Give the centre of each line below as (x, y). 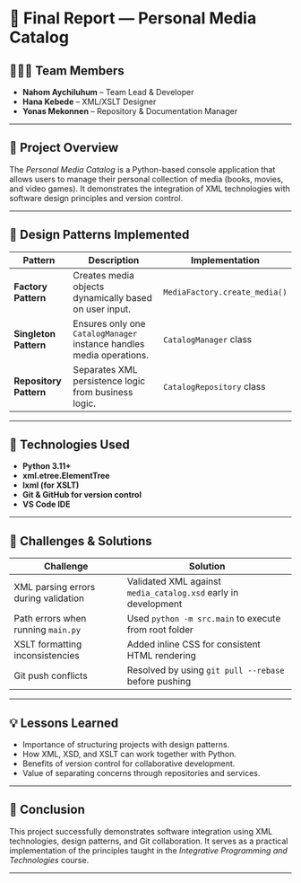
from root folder (160, 630)
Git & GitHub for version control (82, 495)
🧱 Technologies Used (69, 445)
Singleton (35, 333)
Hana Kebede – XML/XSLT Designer (89, 102)
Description (114, 260)
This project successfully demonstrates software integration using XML (141, 831)
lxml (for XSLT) (51, 485)
